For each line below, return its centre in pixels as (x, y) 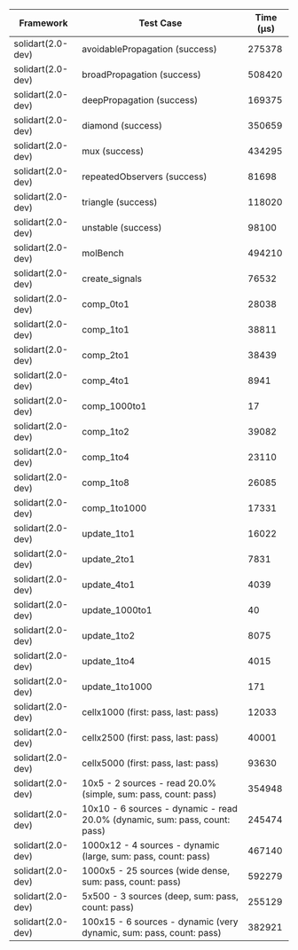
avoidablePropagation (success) (149, 49)
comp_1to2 (106, 432)
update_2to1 (109, 559)
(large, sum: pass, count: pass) (146, 856)
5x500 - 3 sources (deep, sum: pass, (161, 896)
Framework (43, 23)
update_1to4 (109, 661)
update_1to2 (109, 636)
